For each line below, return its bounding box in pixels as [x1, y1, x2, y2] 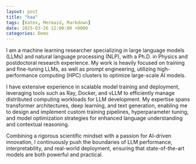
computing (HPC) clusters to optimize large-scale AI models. [39, 72, 187, 79]
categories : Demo [6, 31, 49, 37]
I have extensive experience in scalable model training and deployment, [6, 83, 180, 90]
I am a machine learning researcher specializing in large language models [6, 47, 185, 54]
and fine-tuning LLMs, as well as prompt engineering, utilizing [6, 65, 156, 73]
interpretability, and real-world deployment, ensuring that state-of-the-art [6, 145, 185, 152]
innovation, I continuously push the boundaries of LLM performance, [6, 139, 172, 146]
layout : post [6, 8, 38, 15]
